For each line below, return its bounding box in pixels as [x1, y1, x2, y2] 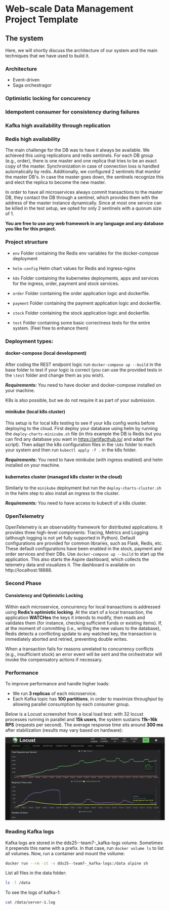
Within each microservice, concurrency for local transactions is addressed [5, 603, 161, 610]
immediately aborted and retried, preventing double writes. [5, 636, 128, 642]
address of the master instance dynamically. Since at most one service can [5, 200, 162, 206]
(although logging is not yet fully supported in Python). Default [5, 535, 136, 541]
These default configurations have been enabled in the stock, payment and [5, 546, 162, 552]
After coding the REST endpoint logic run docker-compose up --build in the [5, 361, 161, 367]
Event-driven [12, 77, 40, 83]
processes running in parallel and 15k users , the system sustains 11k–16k [5, 716, 158, 722]
